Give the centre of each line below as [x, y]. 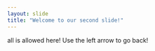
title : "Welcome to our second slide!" [66, 20]
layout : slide [28, 14]
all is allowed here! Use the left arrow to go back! [78, 40]
